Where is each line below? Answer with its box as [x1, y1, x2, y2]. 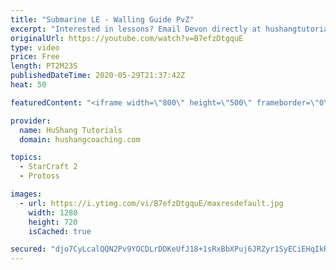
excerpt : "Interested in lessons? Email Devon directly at [10, 24, 262, 34]
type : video [10, 42, 60, 53]
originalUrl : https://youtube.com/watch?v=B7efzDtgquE [10, 33, 244, 43]
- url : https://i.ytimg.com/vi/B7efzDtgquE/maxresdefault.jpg [19, 198, 284, 208]
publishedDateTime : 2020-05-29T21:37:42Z [10, 71, 186, 81]
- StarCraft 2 [19, 162, 78, 172]
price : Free [10, 52, 60, 62]
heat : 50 [10, 80, 47, 90]
